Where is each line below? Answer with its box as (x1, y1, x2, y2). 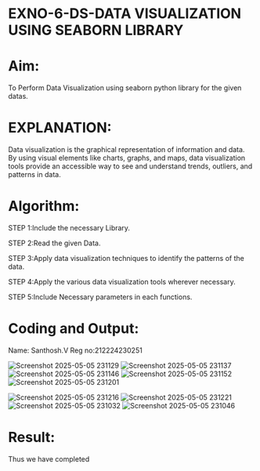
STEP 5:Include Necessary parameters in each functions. (8, 292, 193, 302)
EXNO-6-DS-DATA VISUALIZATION (8, 5, 241, 23)
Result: (8, 429, 56, 447)
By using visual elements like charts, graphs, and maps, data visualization (8, 154, 246, 163)
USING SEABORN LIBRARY (8, 21, 184, 39)
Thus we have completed (8, 454, 90, 463)
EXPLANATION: (8, 119, 112, 137)
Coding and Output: (8, 320, 139, 338)
